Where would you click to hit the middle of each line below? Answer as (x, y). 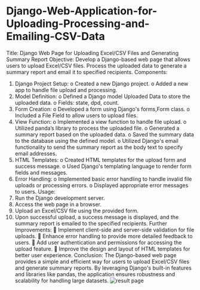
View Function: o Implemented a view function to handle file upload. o (101, 121)
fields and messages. (41, 172)
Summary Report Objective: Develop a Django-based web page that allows (98, 59)
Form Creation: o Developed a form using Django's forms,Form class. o (102, 109)
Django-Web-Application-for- (82, 11)
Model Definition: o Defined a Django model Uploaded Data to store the (102, 96)
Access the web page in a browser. (58, 204)
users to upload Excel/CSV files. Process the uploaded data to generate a (96, 65)
